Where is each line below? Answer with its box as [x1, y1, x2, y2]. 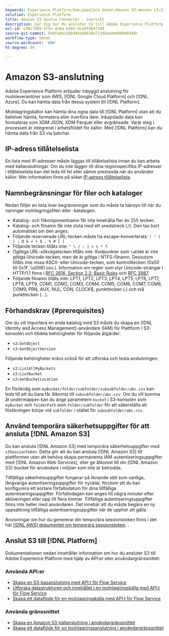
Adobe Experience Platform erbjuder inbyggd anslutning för [5, 88, 129, 94]
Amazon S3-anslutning [5, 71, 104, 82]
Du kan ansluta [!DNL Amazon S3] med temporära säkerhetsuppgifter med [5, 443, 160, 449]
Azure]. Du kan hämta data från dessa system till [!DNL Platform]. [5, 99, 141, 105]
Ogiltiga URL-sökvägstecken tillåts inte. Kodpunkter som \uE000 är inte [12, 249, 158, 255]
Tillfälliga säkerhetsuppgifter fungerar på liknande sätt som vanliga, [5, 474, 145, 480]
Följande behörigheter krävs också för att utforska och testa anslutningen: [5, 355, 158, 361]
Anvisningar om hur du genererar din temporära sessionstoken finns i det [5, 516, 157, 522]
